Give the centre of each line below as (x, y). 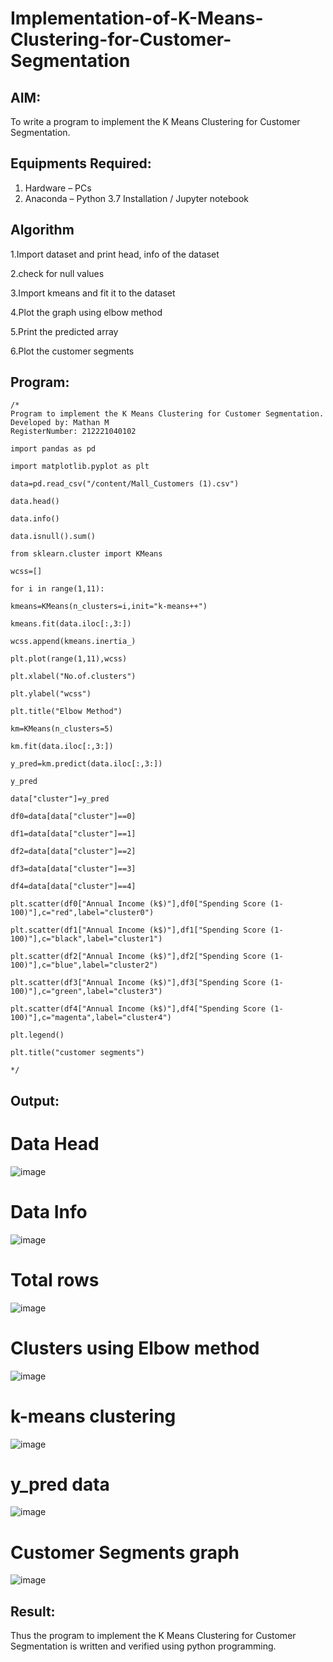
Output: (35, 1100)
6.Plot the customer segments (72, 351)
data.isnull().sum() (53, 537)
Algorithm (42, 230)
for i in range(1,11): (57, 589)
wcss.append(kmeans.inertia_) (73, 642)
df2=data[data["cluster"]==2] (73, 852)
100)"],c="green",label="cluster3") (86, 992)
